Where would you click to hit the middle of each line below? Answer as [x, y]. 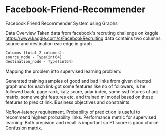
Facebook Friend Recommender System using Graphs [61, 23]
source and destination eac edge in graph [49, 43]
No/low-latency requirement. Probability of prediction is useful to [73, 112]
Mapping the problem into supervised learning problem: [63, 71]
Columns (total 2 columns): [35, 53]
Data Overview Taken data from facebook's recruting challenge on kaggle [82, 33]
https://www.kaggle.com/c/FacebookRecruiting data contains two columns [83, 38]
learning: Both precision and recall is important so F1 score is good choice [82, 122]
